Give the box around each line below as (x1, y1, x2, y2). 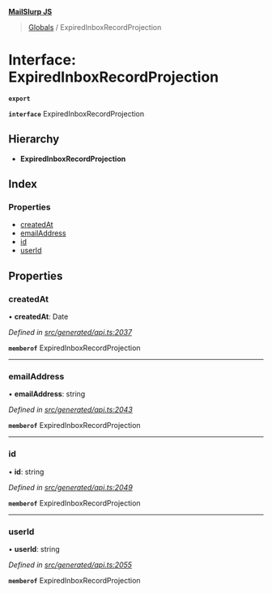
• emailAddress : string (8, 389, 86, 399)
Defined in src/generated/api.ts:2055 (8, 560, 132, 570)
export (8, 95, 31, 103)
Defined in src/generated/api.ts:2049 (8, 482, 134, 492)
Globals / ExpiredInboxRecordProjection (28, 23, 162, 32)
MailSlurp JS (8, 7, 53, 16)
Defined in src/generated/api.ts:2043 (8, 405, 134, 415)
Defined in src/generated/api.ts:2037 (8, 328, 132, 337)
